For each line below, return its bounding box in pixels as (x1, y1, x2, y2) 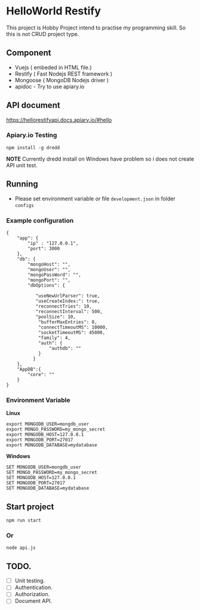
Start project (6, 501, 54, 512)
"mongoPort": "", (27, 277, 70, 283)
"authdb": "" (48, 345, 82, 351)
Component (6, 48, 52, 58)
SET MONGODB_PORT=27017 (6, 480, 66, 486)
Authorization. (14, 591, 50, 598)
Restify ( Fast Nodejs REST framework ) (14, 70, 112, 77)
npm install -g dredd (6, 145, 60, 151)
